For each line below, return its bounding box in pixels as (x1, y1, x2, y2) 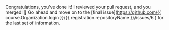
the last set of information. (5, 20, 60, 26)
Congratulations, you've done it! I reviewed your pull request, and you (5, 4, 151, 10)
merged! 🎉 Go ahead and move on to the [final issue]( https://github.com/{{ (5, 9, 161, 15)
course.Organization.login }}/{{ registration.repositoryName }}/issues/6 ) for (5, 15, 164, 20)
